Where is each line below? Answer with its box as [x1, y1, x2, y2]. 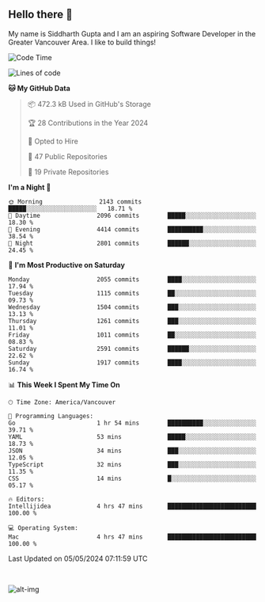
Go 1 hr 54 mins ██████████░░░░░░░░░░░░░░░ [8, 419, 257, 427]
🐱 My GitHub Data [8, 83, 71, 93]
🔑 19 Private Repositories [27, 167, 109, 177]
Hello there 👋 [8, 8, 74, 21]
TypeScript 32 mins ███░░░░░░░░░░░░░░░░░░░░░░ [8, 460, 257, 468]
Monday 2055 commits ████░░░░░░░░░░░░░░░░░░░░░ [8, 275, 257, 284]
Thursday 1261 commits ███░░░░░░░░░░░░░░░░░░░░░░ [8, 317, 257, 325]
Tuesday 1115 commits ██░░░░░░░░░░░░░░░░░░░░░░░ [8, 289, 257, 297]
